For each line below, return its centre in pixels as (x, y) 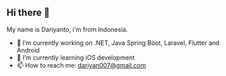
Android (28, 50)
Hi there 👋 (28, 13)
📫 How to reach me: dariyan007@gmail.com (81, 65)
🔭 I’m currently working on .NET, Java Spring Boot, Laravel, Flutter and (118, 43)
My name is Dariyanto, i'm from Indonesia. (67, 29)
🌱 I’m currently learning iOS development (76, 57)
